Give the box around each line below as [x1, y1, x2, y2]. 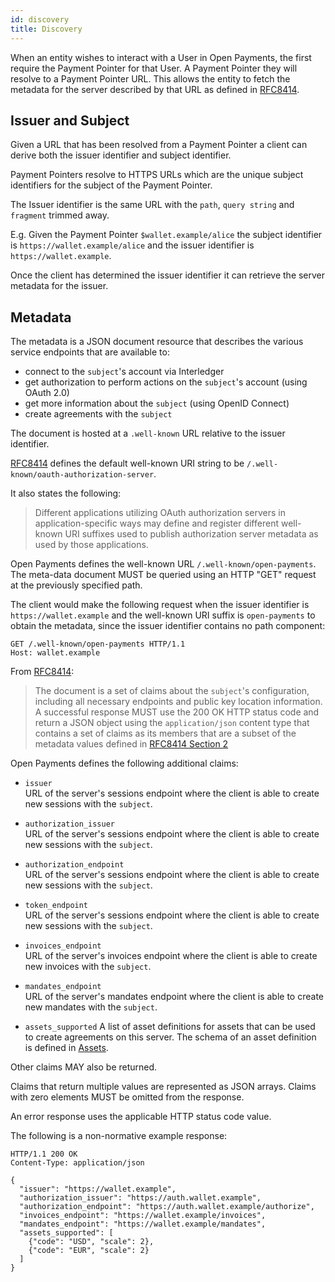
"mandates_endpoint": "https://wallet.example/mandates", [19, 1219, 267, 1230]
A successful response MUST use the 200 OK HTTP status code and [34, 706, 320, 718]
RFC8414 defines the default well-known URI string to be [10, 457, 245, 470]
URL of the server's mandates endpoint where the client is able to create [24, 991, 324, 1003]
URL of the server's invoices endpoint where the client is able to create [24, 950, 318, 962]
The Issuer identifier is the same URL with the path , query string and [10, 199, 295, 211]
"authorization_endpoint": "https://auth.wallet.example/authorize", [19, 1202, 315, 1212]
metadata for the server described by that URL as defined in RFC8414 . [10, 83, 300, 95]
